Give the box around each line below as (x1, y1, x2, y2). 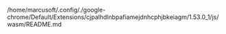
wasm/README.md (7, 20, 62, 28)
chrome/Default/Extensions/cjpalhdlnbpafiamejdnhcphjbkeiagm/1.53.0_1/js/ (7, 13, 219, 21)
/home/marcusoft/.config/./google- (7, 6, 106, 14)
